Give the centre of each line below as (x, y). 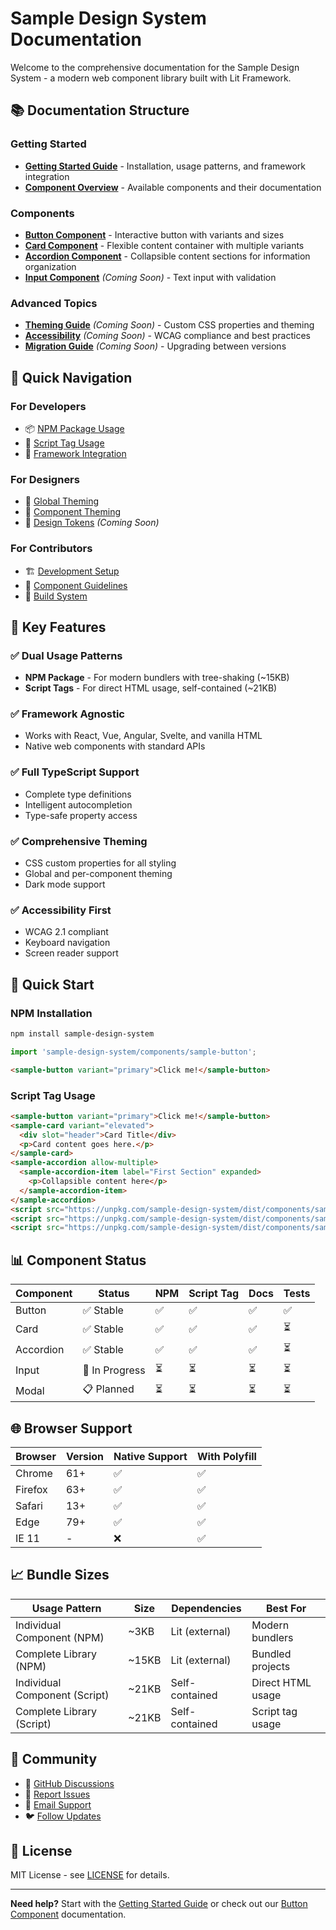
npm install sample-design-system (82, 1034)
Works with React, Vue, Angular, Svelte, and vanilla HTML (143, 736)
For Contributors (51, 549)
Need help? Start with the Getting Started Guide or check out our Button (159, 1904)
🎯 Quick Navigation (71, 377)
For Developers (48, 406)
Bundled (271, 1654)
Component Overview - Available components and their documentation (173, 187)
